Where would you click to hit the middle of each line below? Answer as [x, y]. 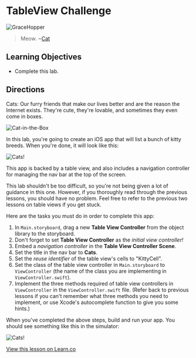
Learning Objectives [44, 57]
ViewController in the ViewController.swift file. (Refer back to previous [102, 290]
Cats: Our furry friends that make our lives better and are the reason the [93, 103]
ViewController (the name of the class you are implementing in [91, 271]
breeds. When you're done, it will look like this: [62, 145]
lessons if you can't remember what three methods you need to [91, 296]
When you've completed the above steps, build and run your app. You [90, 320]
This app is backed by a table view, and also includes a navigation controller [98, 168]
